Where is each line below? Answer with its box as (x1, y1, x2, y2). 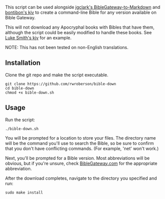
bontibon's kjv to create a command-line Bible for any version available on (5, 9, 157, 15)
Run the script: (5, 116, 35, 123)
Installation (5, 59, 41, 67)
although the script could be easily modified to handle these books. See (5, 30, 152, 35)
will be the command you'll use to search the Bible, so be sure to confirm (5, 140, 154, 146)
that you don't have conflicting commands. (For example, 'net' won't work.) (5, 146, 159, 151)
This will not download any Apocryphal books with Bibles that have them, (5, 24, 155, 30)
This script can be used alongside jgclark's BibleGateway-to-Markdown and (5, 4, 161, 10)
